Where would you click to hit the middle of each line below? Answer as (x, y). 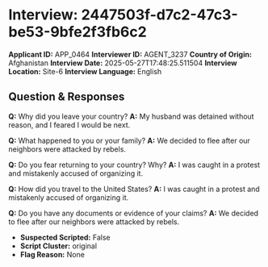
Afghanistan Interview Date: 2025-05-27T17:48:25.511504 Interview (123, 63)
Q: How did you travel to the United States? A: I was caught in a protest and (134, 189)
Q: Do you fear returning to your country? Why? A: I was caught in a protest (134, 165)
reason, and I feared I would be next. (69, 125)
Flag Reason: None (52, 254)
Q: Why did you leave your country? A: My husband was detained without (131, 116)
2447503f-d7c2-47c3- (159, 15)
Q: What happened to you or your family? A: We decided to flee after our (129, 140)
